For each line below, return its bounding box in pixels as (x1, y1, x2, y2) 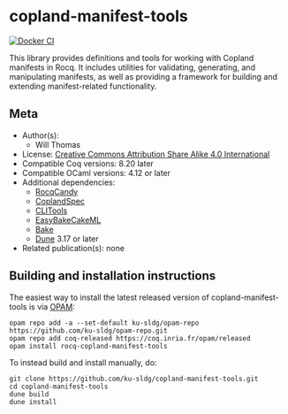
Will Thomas (34, 139, 81, 149)
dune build (9, 389, 49, 399)
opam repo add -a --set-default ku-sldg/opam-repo (9, 318, 200, 327)
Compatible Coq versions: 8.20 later (21, 157, 155, 169)
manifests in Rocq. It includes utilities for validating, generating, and (9, 62, 256, 73)
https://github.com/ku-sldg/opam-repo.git (9, 326, 168, 335)
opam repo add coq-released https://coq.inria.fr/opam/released (9, 333, 251, 342)
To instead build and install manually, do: (9, 356, 157, 368)
